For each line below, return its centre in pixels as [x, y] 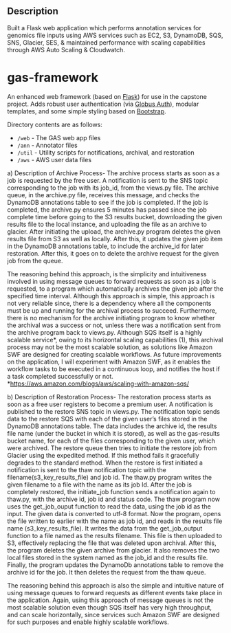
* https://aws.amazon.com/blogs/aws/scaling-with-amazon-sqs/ [98, 384]
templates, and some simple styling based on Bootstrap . [87, 111]
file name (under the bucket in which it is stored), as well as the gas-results [113, 433]
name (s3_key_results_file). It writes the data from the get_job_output [105, 528]
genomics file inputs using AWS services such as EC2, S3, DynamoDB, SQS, [115, 35]
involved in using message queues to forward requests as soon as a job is [112, 281]
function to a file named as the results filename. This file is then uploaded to [114, 535]
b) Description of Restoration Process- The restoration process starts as [109, 397]
